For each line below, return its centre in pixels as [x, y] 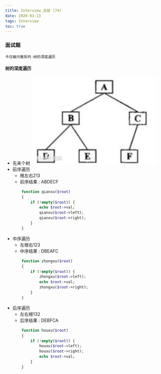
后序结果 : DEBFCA [39, 320]
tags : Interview [22, 21]
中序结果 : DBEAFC [39, 251]
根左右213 [30, 175]
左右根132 [30, 314]
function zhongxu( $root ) [47, 261]
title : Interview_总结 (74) [34, 10]
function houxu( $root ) [45, 330]
